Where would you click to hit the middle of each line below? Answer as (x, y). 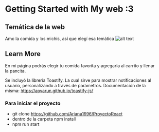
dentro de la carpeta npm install (44, 119)
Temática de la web (35, 27)
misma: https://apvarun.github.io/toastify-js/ (49, 91)
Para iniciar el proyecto (33, 103)
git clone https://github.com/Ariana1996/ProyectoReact (67, 114)
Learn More (23, 54)
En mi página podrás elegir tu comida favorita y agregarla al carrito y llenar (80, 66)
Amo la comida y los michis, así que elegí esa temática (60, 38)
